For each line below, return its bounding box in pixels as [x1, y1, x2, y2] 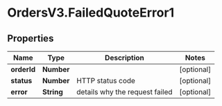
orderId [10, 64, 36, 74]
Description [105, 53, 144, 62]
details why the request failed [76, 87, 173, 96]
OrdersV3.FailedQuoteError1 [7, 5, 175, 21]
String [42, 87, 64, 96]
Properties [7, 33, 54, 44]
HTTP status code [76, 76, 135, 85]
